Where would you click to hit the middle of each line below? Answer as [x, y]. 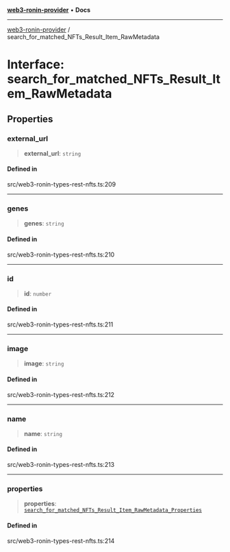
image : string [44, 363]
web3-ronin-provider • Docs [49, 10]
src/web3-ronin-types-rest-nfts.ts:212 [61, 394]
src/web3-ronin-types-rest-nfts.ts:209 [62, 184]
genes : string [44, 224]
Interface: [36, 65]
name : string [43, 433]
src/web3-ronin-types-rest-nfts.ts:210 [61, 254]
